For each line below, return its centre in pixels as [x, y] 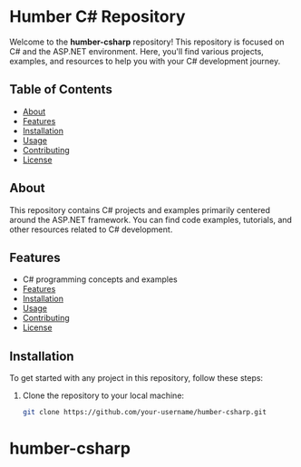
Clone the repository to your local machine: [103, 395]
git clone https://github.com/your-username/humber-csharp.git [145, 413]
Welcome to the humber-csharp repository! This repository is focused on [147, 42]
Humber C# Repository [97, 17]
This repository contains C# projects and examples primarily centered [140, 209]
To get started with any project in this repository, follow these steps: [136, 378]
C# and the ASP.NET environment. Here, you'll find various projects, [137, 51]
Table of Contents [61, 89]
